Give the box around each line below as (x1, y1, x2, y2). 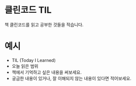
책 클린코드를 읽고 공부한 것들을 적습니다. (4, 22, 84, 28)
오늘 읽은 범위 (11, 63, 38, 69)
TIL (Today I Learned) (11, 57, 56, 63)
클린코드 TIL (4, 4, 52, 16)
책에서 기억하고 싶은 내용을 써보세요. (11, 69, 82, 75)
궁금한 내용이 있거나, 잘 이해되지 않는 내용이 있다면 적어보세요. (11, 75, 132, 81)
